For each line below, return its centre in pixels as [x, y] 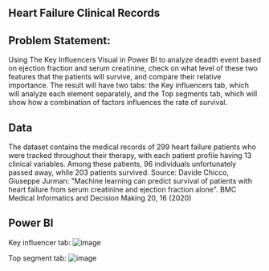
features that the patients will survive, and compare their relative [115, 77]
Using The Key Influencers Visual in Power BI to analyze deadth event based [135, 60]
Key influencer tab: [39, 242]
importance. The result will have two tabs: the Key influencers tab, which [129, 85]
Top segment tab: [37, 258]
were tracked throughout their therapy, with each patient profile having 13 [130, 156]
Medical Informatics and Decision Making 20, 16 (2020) [100, 198]
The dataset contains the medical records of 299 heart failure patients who [132, 147]
